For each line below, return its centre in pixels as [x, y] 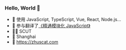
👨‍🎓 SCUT [22, 31]
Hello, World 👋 [23, 8]
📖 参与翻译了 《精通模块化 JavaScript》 [51, 26]
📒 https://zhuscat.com [35, 42]
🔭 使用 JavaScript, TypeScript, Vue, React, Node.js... [67, 19]
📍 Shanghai [24, 36]
